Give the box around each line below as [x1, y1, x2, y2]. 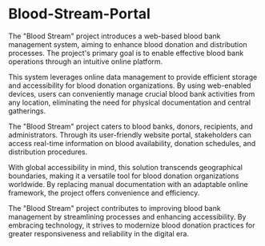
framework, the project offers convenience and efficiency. [8, 188, 200, 197]
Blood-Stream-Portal [8, 5, 151, 23]
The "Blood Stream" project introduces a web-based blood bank [8, 31, 221, 41]
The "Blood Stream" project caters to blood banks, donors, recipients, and [8, 121, 254, 131]
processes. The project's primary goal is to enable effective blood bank [8, 48, 244, 58]
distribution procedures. [8, 147, 88, 157]
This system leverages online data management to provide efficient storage [8, 72, 258, 81]
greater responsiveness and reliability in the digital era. [8, 228, 190, 238]
